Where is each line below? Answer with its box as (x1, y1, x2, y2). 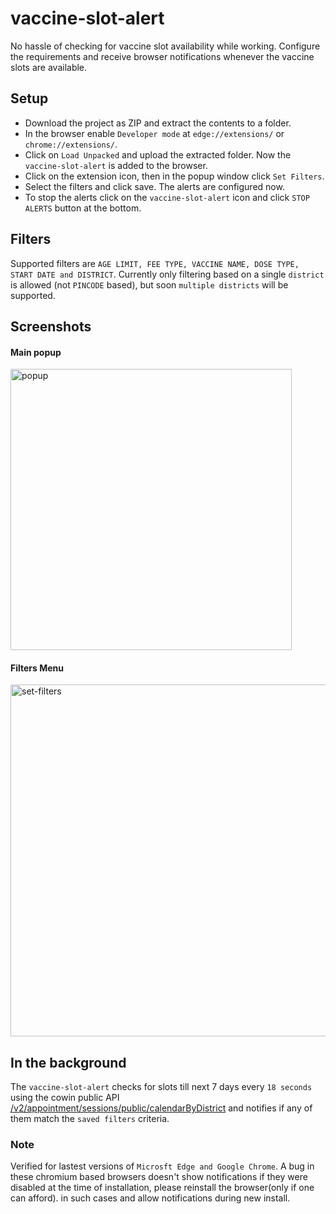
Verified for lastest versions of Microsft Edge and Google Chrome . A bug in (10, 1160, 315, 1172)
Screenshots (10, 318, 92, 335)
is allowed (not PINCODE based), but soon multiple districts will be (10, 278, 289, 291)
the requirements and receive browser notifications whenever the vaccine (10, 50, 315, 62)
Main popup (10, 346, 62, 358)
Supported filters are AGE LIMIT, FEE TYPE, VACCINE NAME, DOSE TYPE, (10, 257, 300, 269)
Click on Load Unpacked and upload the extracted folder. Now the (24, 148, 292, 161)
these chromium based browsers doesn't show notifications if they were (10, 1171, 308, 1183)
